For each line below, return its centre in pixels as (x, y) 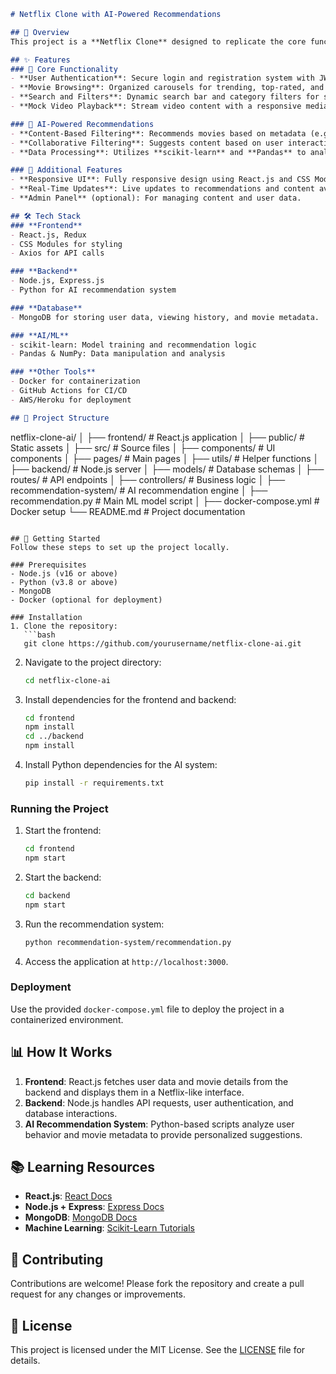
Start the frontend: (63, 831)
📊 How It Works (61, 1052)
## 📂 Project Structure (60, 418)
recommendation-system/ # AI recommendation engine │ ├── (139, 490)
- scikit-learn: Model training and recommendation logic (133, 345)
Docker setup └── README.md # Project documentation (128, 511)
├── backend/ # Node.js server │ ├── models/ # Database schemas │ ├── (167, 469)
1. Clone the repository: (64, 626)
